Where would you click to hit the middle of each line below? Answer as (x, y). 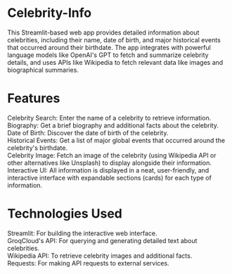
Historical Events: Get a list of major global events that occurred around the (116, 140)
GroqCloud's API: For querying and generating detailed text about (102, 240)
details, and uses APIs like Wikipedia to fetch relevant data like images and (115, 62)
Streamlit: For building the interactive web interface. (82, 233)
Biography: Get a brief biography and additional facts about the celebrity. (113, 125)
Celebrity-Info (50, 13)
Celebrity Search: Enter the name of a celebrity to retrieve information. (109, 118)
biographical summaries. (43, 70)
